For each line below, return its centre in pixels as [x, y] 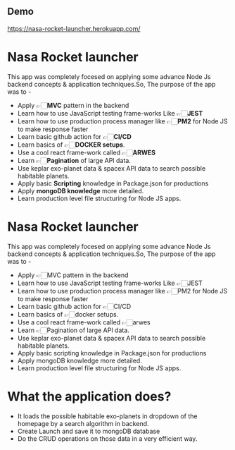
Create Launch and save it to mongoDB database [89, 431]
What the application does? [89, 396]
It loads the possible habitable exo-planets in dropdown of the [107, 416]
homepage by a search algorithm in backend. [83, 423]
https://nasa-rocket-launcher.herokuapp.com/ [74, 28]
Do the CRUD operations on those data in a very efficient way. [107, 438]
